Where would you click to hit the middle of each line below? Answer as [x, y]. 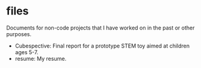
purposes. [19, 34]
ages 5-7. [27, 52]
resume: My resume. [40, 58]
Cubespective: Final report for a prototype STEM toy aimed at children [102, 46]
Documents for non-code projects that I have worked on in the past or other [101, 28]
